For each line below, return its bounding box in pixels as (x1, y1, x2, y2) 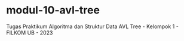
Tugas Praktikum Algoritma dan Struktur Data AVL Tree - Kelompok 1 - (6, 23, 179, 30)
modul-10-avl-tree (6, 4, 100, 17)
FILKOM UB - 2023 (6, 29, 53, 36)
